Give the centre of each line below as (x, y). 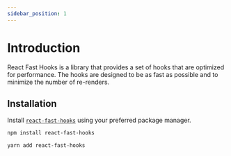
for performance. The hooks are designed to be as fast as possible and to (113, 74)
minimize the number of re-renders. (58, 82)
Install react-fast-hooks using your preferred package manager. (99, 120)
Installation (32, 104)
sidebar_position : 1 (37, 14)
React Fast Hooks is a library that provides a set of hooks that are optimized (116, 67)
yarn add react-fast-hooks (46, 146)
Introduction (44, 47)
